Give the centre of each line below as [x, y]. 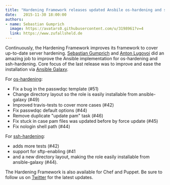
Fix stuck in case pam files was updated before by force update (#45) [85, 121]
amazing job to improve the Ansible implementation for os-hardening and [81, 58]
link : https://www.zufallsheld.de [46, 33]
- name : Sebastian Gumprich [35, 24]
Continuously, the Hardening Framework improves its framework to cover [82, 48]
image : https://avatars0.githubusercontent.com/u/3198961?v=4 [77, 29]
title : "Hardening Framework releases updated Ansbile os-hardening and [83, 10]
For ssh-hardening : [25, 136]
